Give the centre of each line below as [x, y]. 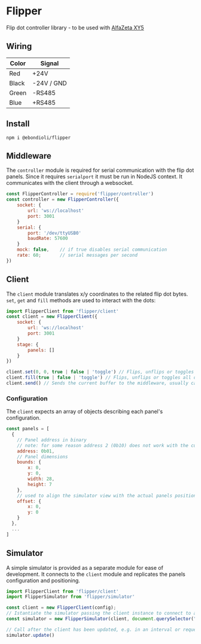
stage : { [28, 344]
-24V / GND [49, 83]
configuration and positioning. [43, 580]
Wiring [19, 46]
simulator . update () [31, 635]
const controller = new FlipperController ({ [63, 200]
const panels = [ [28, 429]
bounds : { [29, 462]
